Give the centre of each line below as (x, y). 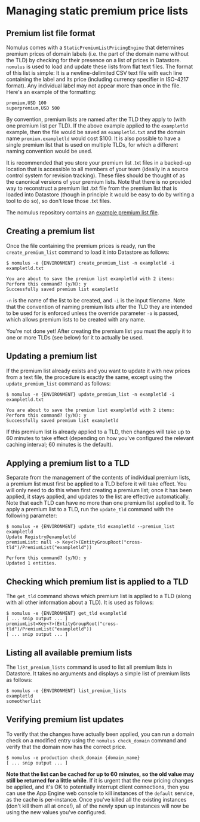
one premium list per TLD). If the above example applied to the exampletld (97, 126)
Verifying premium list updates (65, 720)
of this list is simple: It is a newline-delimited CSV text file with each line (94, 73)
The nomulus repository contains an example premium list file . (83, 213)
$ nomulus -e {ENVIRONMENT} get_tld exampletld (67, 614)
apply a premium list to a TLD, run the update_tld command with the (90, 509)
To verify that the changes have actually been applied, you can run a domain (100, 734)
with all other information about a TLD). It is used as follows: (80, 602)
